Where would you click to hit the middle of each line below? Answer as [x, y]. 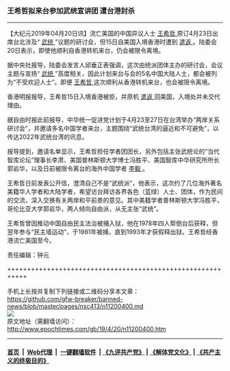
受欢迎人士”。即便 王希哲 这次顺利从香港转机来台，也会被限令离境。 [118, 82]
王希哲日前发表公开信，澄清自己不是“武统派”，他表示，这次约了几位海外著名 [115, 183]
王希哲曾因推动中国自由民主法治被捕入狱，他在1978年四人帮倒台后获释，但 [113, 223]
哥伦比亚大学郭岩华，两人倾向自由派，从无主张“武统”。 [85, 209]
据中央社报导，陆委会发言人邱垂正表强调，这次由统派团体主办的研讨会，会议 [115, 65]
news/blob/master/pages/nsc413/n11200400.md [75, 307]
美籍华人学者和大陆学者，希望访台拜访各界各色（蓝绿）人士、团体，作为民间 [115, 192]
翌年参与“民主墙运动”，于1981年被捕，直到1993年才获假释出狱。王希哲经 [110, 232]
